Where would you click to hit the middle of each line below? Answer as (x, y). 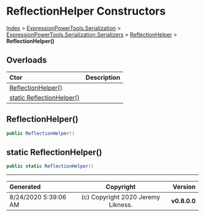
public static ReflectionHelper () (50, 166)
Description (103, 77)
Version (184, 187)
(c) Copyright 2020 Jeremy (121, 197)
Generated (25, 187)
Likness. (121, 205)
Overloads (27, 60)
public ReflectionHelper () (41, 133)
